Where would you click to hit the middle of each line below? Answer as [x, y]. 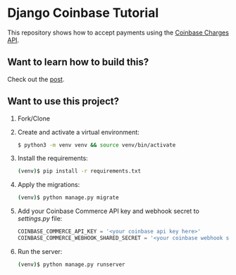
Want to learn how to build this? [78, 62]
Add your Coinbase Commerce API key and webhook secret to [108, 211]
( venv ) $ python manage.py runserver [71, 264]
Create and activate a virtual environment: [78, 132]
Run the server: [40, 251]
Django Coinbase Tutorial [83, 13]
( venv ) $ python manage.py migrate [68, 198]
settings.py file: [40, 219]
